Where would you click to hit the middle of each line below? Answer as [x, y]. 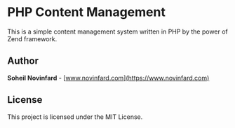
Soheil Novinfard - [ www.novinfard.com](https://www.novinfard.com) [108, 78]
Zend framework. [32, 38]
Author [23, 61]
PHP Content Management [87, 12]
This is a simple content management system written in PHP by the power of [117, 31]
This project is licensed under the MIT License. [75, 117]
